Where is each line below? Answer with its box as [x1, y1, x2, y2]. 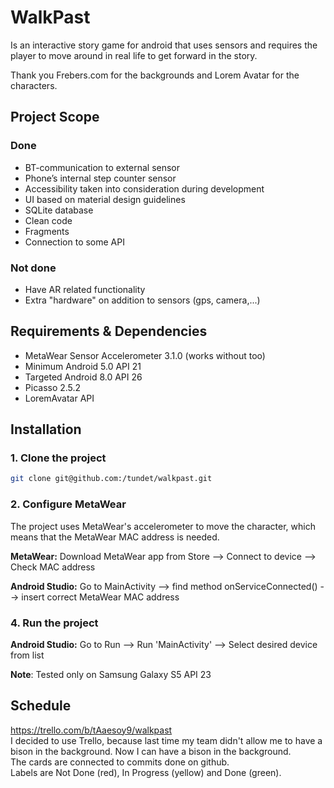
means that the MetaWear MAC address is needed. [10, 531, 220, 543]
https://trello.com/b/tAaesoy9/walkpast [10, 724, 173, 736]
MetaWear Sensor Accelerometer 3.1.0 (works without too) [24, 349, 266, 361]
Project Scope [10, 109, 100, 126]
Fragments [24, 225, 70, 237]
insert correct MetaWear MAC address [21, 591, 180, 603]
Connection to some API [24, 236, 125, 248]
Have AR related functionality [24, 283, 146, 295]
